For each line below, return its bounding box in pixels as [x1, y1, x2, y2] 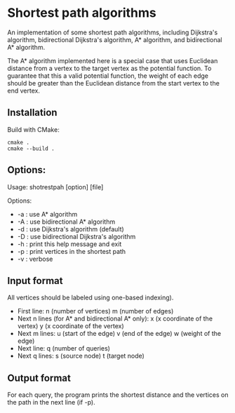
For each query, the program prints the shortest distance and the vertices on [7, 391, 229, 399]
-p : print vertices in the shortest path [17, 247, 126, 255]
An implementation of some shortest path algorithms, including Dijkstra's [7, 28, 218, 36]
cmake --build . [7, 145, 55, 152]
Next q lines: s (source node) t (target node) [17, 352, 145, 360]
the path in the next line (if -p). [7, 398, 96, 407]
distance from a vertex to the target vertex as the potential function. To [7, 64, 212, 72]
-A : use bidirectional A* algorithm [17, 217, 116, 226]
